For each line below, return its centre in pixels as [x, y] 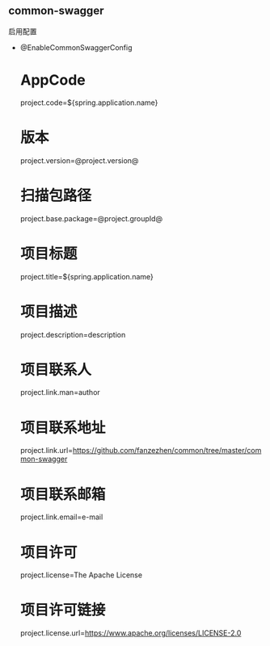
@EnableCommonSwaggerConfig [76, 47]
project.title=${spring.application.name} [86, 276]
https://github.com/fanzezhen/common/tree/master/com [167, 451]
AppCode [53, 80]
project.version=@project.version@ [79, 160]
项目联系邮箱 [63, 494]
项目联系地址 [63, 428]
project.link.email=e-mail [61, 517]
